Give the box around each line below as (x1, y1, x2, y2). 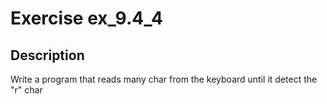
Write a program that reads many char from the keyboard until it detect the (10, 73, 318, 85)
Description (10, 47, 85, 64)
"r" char (10, 84, 43, 96)
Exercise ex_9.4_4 (10, 7, 163, 30)
